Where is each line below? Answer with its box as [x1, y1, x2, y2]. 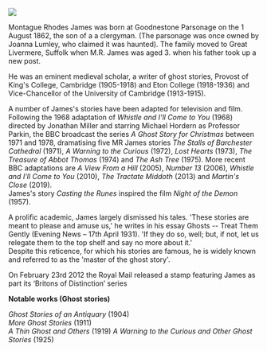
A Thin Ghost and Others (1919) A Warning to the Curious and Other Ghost [8, 326, 253, 336]
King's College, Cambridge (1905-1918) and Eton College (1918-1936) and [8, 80, 249, 89]
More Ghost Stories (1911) [8, 318, 92, 327]
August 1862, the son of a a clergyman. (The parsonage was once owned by [8, 31, 259, 40]
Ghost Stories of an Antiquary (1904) [8, 310, 130, 318]
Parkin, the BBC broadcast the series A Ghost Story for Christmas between [8, 130, 255, 138]
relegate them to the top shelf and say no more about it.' [8, 238, 193, 247]
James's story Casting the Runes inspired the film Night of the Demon [8, 189, 238, 198]
